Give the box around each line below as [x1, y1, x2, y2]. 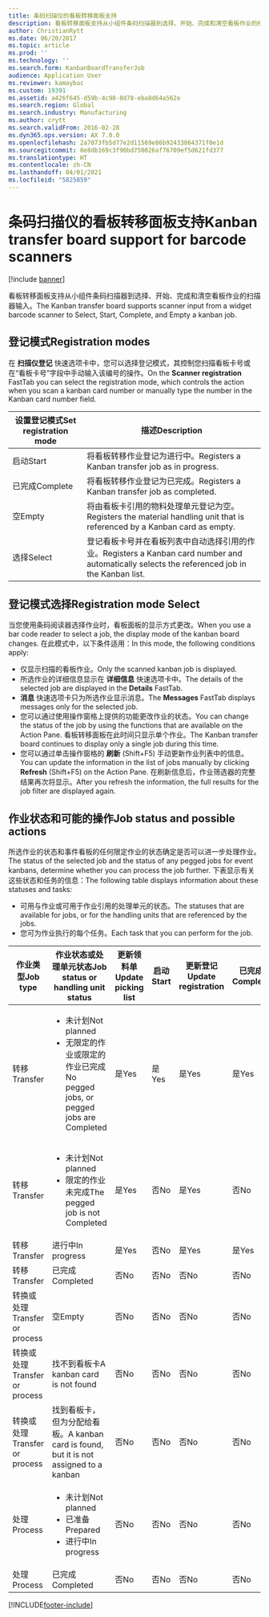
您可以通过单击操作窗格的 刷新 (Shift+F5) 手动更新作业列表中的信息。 [19, 748, 249, 759]
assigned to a [51, 1459, 102, 1470]
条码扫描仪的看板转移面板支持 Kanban [8, 214, 258, 231]
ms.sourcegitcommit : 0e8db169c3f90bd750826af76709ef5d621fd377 [8, 146, 224, 154]
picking [114, 982, 144, 993]
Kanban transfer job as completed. [86, 486, 217, 497]
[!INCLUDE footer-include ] [8, 1600, 94, 1610]
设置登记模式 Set [14, 414, 77, 426]
